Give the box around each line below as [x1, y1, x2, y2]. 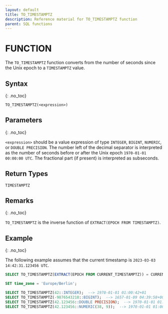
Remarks [5, 197, 34, 205]
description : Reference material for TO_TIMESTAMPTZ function [5, 17, 137, 22]
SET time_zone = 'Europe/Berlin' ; [5, 281, 77, 286]
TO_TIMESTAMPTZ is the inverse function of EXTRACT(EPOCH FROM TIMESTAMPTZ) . [5, 219, 161, 226]
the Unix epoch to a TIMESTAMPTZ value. [5, 65, 85, 71]
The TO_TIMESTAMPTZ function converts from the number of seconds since [5, 60, 156, 66]
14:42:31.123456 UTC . [5, 262, 49, 268]
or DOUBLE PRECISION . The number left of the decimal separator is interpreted [5, 144, 162, 150]
